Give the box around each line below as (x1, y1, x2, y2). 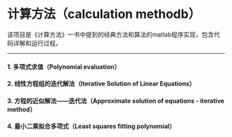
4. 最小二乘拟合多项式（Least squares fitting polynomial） (7, 122, 176, 131)
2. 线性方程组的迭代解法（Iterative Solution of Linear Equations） (7, 80, 195, 88)
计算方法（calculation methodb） (7, 6, 201, 22)
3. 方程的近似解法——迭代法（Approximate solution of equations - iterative (7, 96, 224, 105)
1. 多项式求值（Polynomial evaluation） (7, 63, 121, 71)
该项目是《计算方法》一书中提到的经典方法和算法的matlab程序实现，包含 (7, 30, 214, 39)
